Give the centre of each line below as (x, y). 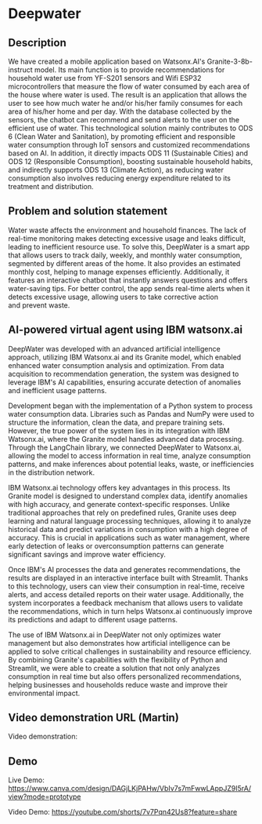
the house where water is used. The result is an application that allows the (128, 95)
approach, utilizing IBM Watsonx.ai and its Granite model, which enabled (125, 357)
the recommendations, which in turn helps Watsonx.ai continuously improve (130, 611)
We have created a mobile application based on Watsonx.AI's (107, 61)
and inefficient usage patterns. (57, 390)
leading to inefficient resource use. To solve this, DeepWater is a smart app (129, 246)
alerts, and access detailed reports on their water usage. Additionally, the (126, 594)
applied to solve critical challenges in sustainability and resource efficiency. (130, 651)
